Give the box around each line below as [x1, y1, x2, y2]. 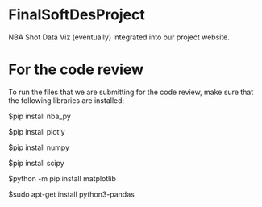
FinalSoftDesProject [8, 6, 145, 24]
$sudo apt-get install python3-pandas [8, 189, 135, 199]
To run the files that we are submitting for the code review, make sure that [8, 87, 254, 97]
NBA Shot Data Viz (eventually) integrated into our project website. [8, 32, 230, 42]
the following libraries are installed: [8, 95, 125, 106]
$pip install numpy [8, 143, 70, 152]
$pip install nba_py [8, 111, 71, 121]
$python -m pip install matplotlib [8, 173, 117, 183]
